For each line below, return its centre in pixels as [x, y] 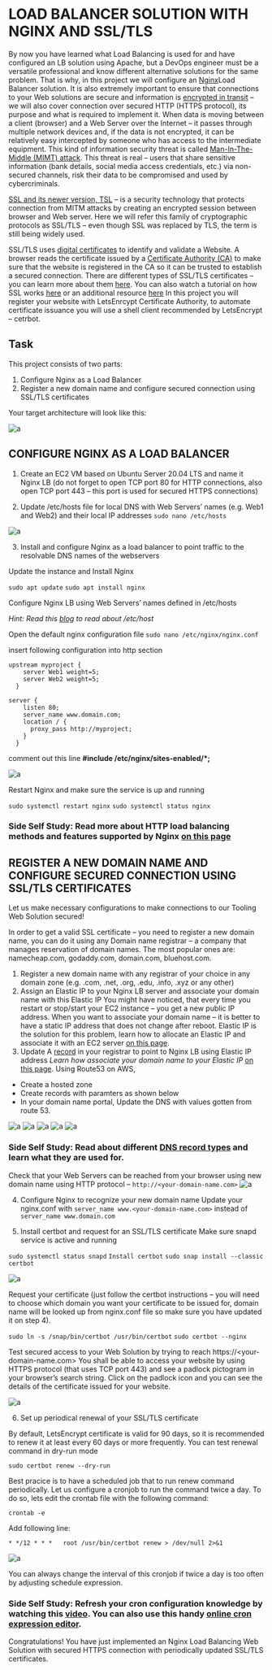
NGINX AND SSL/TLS [81, 31]
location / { [45, 722]
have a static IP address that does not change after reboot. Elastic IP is [138, 1026]
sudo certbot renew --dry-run [60, 1466]
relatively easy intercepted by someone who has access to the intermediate [135, 140]
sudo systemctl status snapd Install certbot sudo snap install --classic [136, 1256]
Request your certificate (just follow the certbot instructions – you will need [134, 1294]
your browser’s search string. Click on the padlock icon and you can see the [136, 1377]
